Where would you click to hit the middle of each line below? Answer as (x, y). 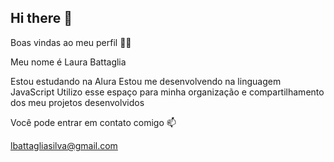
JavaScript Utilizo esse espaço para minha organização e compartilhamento (167, 92)
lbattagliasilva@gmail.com (64, 145)
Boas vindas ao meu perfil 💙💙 (71, 42)
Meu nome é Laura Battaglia (68, 62)
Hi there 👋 (41, 18)
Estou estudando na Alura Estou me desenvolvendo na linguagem (146, 81)
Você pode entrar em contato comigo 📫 (93, 122)
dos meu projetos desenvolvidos (77, 102)
